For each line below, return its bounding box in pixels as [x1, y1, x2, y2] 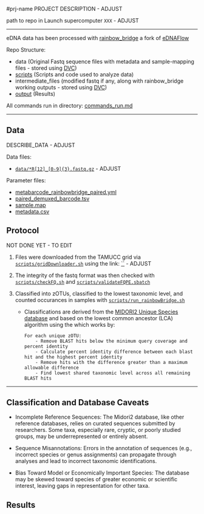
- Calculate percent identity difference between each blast [35, 349, 193, 355]
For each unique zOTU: [24, 332, 82, 339]
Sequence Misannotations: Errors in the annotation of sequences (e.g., [15, 445, 192, 452]
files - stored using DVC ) [15, 64, 77, 72]
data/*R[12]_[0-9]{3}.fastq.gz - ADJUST [15, 165, 121, 172]
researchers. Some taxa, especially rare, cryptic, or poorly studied [15, 427, 181, 434]
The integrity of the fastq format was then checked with [15, 272, 155, 279]
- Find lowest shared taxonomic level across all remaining [35, 370, 191, 376]
